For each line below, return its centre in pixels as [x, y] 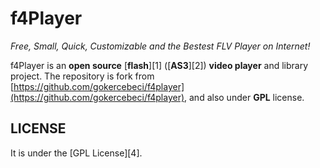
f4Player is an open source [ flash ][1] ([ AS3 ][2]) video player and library [159, 65]
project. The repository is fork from [82, 76]
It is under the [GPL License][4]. [76, 153]
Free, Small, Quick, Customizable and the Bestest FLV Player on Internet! [160, 46]
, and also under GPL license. [244, 97]
